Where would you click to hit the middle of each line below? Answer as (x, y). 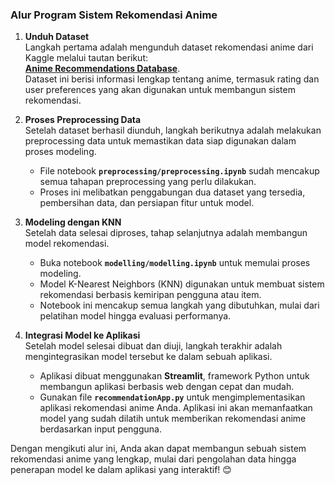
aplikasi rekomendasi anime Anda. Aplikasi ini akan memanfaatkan (176, 408)
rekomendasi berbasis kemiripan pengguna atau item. (150, 295)
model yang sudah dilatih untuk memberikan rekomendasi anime (173, 419)
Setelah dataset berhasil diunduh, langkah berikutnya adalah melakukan (173, 130)
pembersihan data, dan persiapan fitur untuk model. (147, 203)
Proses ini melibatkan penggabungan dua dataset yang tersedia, (172, 192)
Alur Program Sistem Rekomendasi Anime (114, 15)
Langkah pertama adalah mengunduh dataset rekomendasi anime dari (169, 47)
